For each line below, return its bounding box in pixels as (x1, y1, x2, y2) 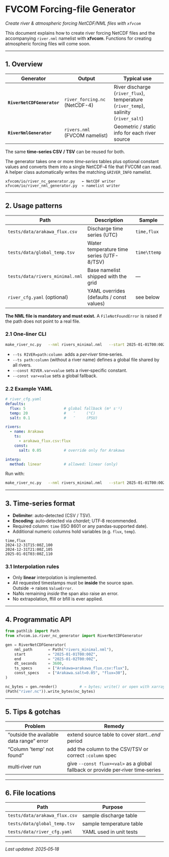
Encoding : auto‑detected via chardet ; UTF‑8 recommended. (12, 518, 138, 524)
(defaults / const (87, 294, 127, 301)
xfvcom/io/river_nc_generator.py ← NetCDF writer (5, 179, 116, 184)
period (67, 737, 83, 744)
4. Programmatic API (5, 615, 71, 624)
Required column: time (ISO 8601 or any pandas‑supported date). (12, 523, 148, 529)
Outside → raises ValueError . (12, 585, 73, 591)
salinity (114, 108, 131, 115)
